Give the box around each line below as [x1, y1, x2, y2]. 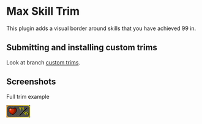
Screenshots [6, 77, 56, 87]
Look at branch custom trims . [6, 58, 81, 66]
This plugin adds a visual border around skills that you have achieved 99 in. [6, 25, 196, 32]
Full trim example [6, 93, 50, 100]
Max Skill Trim [6, 4, 80, 18]
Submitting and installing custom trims [6, 42, 158, 53]
